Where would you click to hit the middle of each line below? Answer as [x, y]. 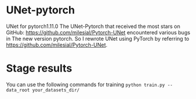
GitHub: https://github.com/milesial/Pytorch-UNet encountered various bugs [98, 32]
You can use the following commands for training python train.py [85, 84]
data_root [18, 90]
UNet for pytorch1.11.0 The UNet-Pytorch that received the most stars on [93, 26]
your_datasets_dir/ [56, 90]
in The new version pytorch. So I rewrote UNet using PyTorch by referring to [98, 38]
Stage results [39, 68]
